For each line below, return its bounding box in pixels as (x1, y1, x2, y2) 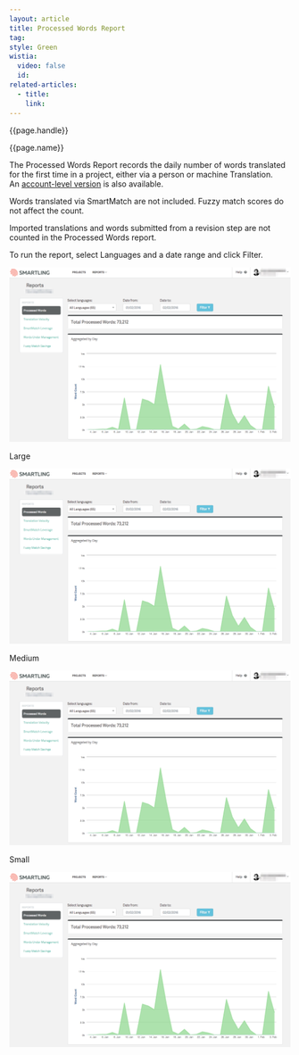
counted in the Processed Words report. (9, 232, 157, 243)
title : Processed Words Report (9, 23, 126, 33)
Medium (9, 652, 40, 663)
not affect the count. (9, 205, 85, 216)
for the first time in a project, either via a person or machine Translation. (9, 169, 274, 179)
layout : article (9, 14, 70, 23)
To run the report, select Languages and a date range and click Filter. (9, 249, 263, 260)
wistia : (9, 52, 38, 62)
